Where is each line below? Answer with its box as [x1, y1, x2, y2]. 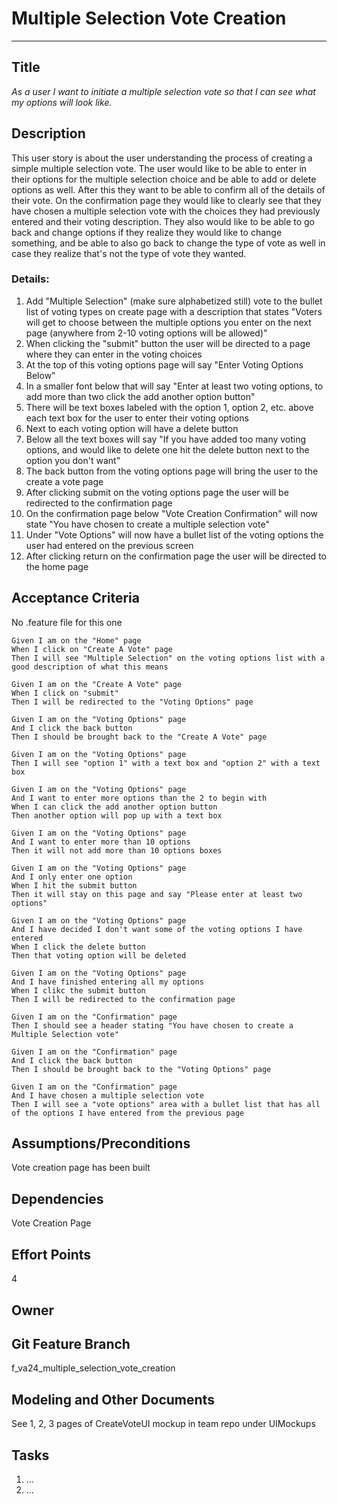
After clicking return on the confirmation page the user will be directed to [25, 550, 327, 562]
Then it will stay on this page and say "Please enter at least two [11, 889, 303, 899]
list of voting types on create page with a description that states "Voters [25, 305, 323, 317]
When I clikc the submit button [11, 985, 146, 996]
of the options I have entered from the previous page [11, 1108, 245, 1118]
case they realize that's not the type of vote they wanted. [11, 247, 247, 259]
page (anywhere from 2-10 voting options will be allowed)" [25, 327, 268, 339]
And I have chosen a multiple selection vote [11, 1090, 204, 1101]
